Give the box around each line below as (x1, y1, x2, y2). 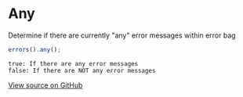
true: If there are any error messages (8, 59, 139, 67)
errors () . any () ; (8, 45, 61, 53)
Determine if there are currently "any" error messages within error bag (8, 31, 237, 40)
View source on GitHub (8, 80, 83, 90)
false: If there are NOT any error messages (8, 66, 156, 74)
